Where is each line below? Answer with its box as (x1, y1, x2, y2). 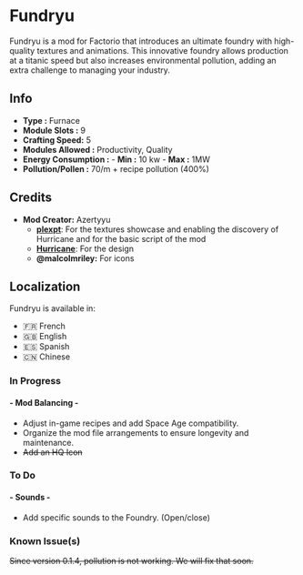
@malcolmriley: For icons (35, 252, 135, 264)
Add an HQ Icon (22, 447, 84, 458)
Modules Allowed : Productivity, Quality (22, 144, 173, 155)
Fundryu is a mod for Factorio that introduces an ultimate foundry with (9, 35, 273, 46)
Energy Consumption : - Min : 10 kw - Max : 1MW (22, 154, 211, 165)
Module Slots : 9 (22, 125, 86, 136)
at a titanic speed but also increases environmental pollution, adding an (9, 55, 277, 66)
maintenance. (22, 437, 75, 448)
